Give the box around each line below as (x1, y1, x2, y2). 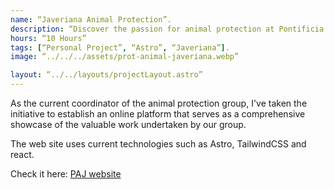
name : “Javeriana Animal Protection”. (10, 14, 172, 25)
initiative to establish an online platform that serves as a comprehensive (10, 108, 306, 120)
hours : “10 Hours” (10, 33, 87, 43)
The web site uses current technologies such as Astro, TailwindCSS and (10, 138, 307, 150)
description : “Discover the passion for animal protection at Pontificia (10, 24, 325, 34)
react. (10, 149, 35, 160)
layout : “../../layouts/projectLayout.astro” (10, 70, 203, 80)
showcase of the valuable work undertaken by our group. (10, 119, 247, 130)
